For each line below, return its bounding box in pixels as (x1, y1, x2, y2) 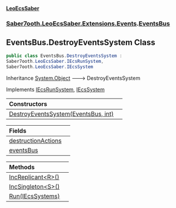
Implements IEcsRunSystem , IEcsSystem (6, 86, 105, 93)
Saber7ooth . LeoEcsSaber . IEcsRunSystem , (6, 59, 104, 65)
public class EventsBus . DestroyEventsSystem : (6, 53, 122, 59)
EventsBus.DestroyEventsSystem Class (6, 37, 156, 47)
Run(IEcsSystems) (9, 192, 60, 200)
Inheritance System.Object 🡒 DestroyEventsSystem (6, 74, 141, 82)
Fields (9, 126, 26, 135)
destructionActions (9, 136, 62, 145)
